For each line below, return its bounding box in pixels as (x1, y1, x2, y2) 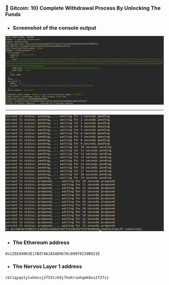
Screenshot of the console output (12, 24, 97, 31)
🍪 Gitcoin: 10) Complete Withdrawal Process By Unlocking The (5, 5, 161, 12)
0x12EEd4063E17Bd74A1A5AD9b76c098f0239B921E (5, 251, 100, 256)
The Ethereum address (12, 239, 69, 246)
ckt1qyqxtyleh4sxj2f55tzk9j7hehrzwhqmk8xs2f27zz (5, 275, 109, 280)
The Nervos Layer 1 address (12, 263, 82, 270)
